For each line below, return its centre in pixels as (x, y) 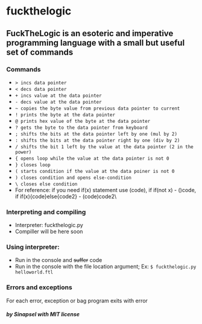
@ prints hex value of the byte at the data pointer (83, 121)
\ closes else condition (46, 184)
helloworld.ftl (34, 272)
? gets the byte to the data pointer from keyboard (81, 128)
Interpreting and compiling (46, 212)
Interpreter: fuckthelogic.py (49, 225)
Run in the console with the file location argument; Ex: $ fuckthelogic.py (106, 267)
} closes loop (33, 165)
